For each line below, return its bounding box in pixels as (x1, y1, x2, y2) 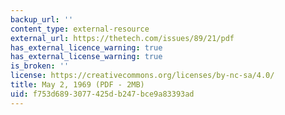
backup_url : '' (10, 14, 74, 25)
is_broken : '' (10, 61, 70, 71)
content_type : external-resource (10, 24, 150, 34)
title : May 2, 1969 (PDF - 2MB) (10, 80, 145, 90)
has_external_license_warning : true (10, 52, 163, 62)
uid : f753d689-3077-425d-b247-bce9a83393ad (10, 89, 195, 99)
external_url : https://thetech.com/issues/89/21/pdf (10, 33, 235, 43)
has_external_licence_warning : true (10, 42, 163, 53)
